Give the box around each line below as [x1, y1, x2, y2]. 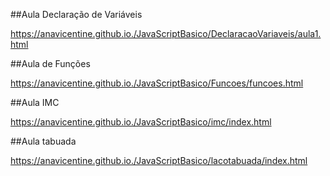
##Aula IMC [10, 97, 60, 108]
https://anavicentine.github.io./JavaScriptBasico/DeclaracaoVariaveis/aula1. [10, 28, 322, 39]
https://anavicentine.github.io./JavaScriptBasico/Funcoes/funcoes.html [10, 77, 304, 89]
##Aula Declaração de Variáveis [10, 9, 143, 20]
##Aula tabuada [10, 135, 77, 147]
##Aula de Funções [10, 58, 91, 69]
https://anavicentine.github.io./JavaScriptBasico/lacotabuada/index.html [10, 155, 308, 166]
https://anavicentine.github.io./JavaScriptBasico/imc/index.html [10, 116, 272, 128]
